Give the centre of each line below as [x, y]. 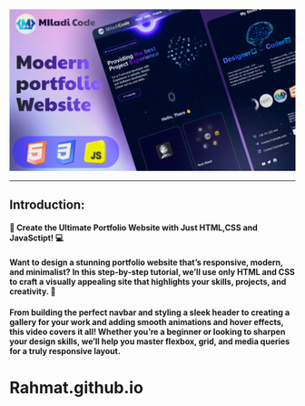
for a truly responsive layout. [65, 350]
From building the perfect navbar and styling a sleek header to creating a [150, 312]
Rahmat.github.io [76, 387]
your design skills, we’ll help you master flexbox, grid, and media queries [150, 341]
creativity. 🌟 [33, 291]
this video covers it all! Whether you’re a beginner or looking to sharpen [148, 331]
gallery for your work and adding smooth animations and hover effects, [147, 321]
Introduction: [47, 204]
